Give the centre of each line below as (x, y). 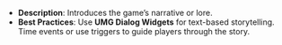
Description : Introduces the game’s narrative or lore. (115, 13)
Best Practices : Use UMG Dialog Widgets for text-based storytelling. (146, 22)
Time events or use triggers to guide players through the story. (133, 31)
